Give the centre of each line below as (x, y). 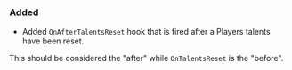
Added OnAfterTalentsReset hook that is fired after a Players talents (146, 32)
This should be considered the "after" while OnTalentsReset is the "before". (146, 58)
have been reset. (53, 41)
